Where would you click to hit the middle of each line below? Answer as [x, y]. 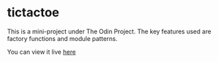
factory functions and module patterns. [62, 38]
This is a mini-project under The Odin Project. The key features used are [109, 31]
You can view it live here [41, 52]
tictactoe [33, 13]
